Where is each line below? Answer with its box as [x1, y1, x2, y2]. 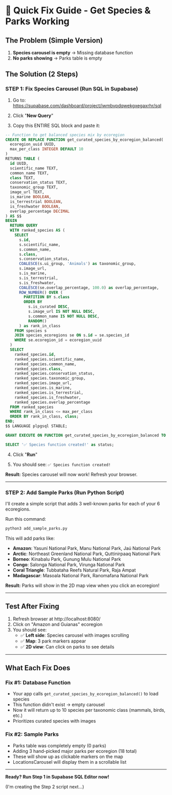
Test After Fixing [5, 602, 60, 611]
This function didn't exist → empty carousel [12, 702, 105, 708]
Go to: [12, 97, 26, 103]
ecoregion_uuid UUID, [10, 142, 56, 147]
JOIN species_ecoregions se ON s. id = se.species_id [14, 333, 130, 338]
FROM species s [14, 328, 47, 333]
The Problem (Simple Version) [5, 36, 103, 45]
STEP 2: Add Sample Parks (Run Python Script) [5, 489, 124, 496]
